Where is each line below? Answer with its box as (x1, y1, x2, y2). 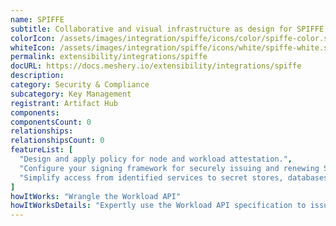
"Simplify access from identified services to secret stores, (19, 172, 284, 183)
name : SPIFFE (10, 14, 65, 25)
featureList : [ (10, 145, 74, 155)
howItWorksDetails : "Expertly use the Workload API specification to (10, 201, 307, 211)
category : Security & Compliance (10, 80, 150, 90)
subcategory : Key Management (10, 89, 132, 99)
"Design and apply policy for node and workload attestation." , (19, 154, 293, 164)
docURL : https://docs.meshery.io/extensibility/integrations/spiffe (10, 61, 302, 71)
